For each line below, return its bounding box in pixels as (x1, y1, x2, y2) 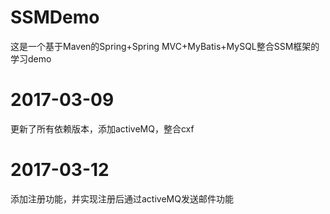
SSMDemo (10, 6, 100, 29)
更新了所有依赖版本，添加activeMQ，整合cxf (10, 122, 195, 135)
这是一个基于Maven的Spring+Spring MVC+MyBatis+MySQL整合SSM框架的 (10, 40, 320, 52)
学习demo (10, 52, 52, 65)
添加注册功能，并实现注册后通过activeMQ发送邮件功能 (10, 192, 234, 205)
